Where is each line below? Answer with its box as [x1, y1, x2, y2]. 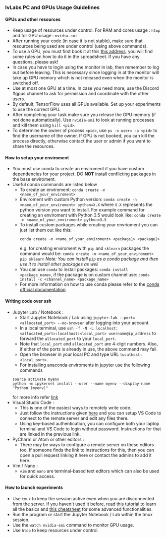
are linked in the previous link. [19, 431, 81, 437]
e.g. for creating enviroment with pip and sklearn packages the [19, 245, 149, 252]
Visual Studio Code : [12, 399, 55, 405]
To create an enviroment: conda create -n [19, 187, 106, 193]
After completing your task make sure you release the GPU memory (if [12, 112, 156, 118]
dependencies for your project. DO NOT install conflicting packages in [12, 171, 156, 177]
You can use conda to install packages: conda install [19, 267, 128, 272]
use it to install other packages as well [19, 261, 99, 267]
